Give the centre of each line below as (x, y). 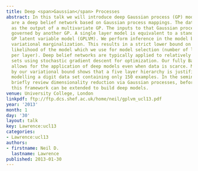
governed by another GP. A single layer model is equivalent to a (95, 33)
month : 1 (17, 110)
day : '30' (18, 115)
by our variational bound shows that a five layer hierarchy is (92, 72)
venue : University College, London (50, 93)
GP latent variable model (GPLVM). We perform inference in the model (100, 39)
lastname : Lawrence (35, 153)
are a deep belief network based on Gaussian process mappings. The (97, 22)
